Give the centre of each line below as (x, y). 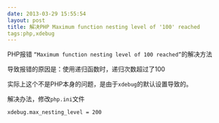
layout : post (26, 20)
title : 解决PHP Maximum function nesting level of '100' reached (104, 27)
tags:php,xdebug (31, 33)
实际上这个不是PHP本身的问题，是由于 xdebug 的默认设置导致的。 (100, 84)
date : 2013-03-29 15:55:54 (47, 14)
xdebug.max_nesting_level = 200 (54, 112)
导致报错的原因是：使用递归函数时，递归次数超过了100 (86, 69)
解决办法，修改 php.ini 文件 (46, 99)
